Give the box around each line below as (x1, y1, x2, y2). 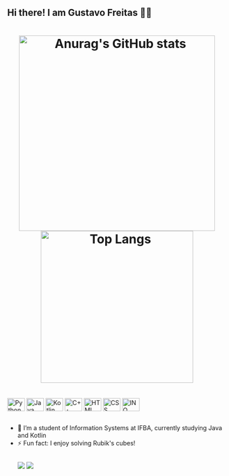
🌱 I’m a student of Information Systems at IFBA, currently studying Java (17, 423, 223, 432)
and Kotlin (17, 431, 47, 439)
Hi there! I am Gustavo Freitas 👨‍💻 (7, 7, 152, 19)
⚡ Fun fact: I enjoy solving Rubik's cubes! (17, 438, 136, 447)
